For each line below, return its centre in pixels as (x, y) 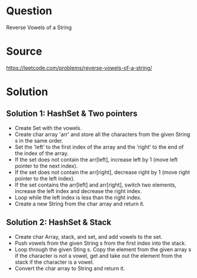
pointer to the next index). (46, 166)
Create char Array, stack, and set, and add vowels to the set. (88, 236)
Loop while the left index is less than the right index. (78, 197)
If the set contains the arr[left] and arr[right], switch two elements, (95, 185)
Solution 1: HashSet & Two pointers (72, 114)
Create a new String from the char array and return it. (80, 204)
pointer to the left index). (45, 178)
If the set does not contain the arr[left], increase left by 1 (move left (96, 159)
